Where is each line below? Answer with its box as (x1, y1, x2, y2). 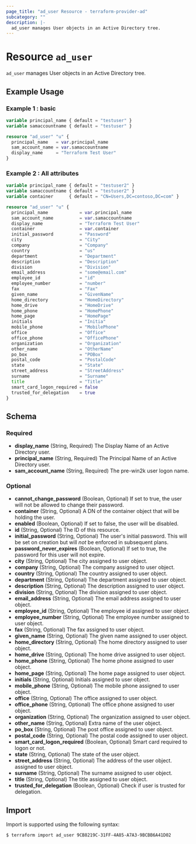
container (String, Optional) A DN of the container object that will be (14, 508, 180, 515)
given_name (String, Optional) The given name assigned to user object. (14, 632, 188, 640)
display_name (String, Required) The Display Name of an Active (14, 443, 169, 450)
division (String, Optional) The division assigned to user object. (14, 589, 168, 596)
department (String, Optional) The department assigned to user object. (14, 576, 187, 583)
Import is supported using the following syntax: (6, 821, 120, 828)
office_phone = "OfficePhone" (11, 335, 119, 341)
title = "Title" (11, 379, 104, 384)
